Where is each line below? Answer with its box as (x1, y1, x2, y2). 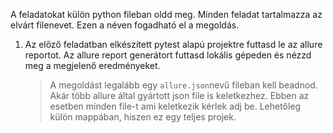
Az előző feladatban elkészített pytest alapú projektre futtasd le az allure (24, 39, 323, 50)
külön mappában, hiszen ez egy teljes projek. (49, 111, 237, 123)
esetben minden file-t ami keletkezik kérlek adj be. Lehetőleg (49, 100, 302, 112)
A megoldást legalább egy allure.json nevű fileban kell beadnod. (49, 79, 318, 91)
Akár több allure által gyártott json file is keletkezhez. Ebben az (49, 90, 310, 101)
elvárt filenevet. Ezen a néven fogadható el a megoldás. (10, 19, 240, 31)
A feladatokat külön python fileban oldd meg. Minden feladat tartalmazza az (10, 9, 323, 20)
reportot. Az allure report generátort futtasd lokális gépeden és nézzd (24, 49, 312, 61)
